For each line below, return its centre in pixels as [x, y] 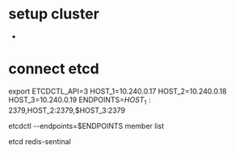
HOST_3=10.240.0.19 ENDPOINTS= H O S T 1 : [80, 100]
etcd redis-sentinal [40, 141]
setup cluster [54, 14]
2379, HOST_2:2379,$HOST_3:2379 [67, 110]
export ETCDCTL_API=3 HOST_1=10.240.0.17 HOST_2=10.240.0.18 [118, 91]
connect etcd [54, 69]
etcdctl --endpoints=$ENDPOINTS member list [86, 126]
